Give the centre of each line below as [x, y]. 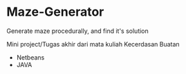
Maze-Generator [55, 12]
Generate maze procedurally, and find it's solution [78, 31]
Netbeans [30, 57]
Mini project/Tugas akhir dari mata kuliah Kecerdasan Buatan [93, 44]
